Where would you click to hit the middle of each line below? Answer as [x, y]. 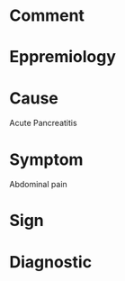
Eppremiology [63, 57]
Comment [47, 16]
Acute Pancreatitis [44, 123]
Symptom [46, 159]
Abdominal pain [38, 185]
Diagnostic [51, 262]
